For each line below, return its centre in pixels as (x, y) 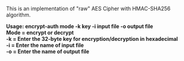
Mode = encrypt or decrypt (40, 33)
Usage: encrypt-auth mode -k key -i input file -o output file (80, 26)
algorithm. (19, 15)
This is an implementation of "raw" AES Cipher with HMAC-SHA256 (88, 9)
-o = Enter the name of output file (48, 52)
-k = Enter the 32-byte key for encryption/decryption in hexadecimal (92, 39)
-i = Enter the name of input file (45, 45)
